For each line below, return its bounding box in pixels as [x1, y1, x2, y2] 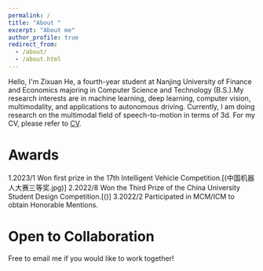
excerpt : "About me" [8, 26, 76, 34]
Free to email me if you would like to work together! [8, 253, 174, 263]
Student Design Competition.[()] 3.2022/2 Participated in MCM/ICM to [8, 192, 236, 201]
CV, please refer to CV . [8, 119, 82, 128]
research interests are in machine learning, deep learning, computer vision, [8, 93, 251, 103]
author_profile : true [8, 33, 79, 42]
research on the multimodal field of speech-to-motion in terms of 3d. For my [8, 110, 255, 119]
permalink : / [8, 11, 51, 20]
